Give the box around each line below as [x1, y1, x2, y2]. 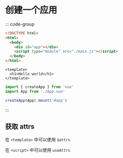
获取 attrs [5, 122, 35, 131]
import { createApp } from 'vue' [5, 84, 74, 89]
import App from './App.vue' [5, 89, 65, 94]
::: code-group [5, 21, 35, 27]
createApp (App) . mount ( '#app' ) [5, 98, 68, 103]
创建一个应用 [5, 4, 58, 16]
